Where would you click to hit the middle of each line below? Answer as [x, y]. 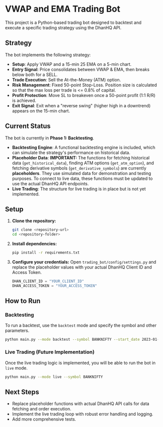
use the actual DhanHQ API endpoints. [50, 183]
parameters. [17, 330]
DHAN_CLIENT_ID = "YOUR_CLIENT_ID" [48, 281]
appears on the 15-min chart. [41, 111]
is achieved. [24, 100]
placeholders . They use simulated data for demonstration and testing [81, 173]
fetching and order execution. [41, 409]
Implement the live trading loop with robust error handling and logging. [83, 414]
